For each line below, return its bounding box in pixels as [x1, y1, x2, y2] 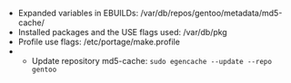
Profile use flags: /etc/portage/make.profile [17, 36, 180, 47]
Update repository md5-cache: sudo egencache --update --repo [31, 56, 273, 66]
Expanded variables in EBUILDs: [17, 8, 139, 18]
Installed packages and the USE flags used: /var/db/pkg [17, 27, 227, 37]
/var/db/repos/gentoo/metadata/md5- [140, 8, 283, 18]
